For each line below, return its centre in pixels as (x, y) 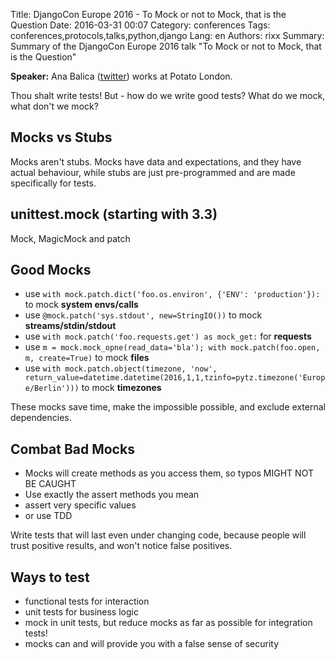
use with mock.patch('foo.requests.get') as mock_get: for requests (168, 336)
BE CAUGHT (50, 484)
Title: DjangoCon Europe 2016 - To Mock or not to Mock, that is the (148, 14)
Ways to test (50, 577)
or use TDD (48, 516)
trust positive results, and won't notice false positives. (121, 546)
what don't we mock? (54, 106)
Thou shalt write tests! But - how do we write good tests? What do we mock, (168, 95)
